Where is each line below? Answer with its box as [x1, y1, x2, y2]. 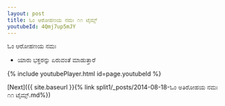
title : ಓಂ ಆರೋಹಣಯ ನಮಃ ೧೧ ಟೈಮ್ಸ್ [7, 17, 98, 24]
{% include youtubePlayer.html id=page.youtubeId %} [7, 70, 162, 78]
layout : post [7, 10, 45, 17]
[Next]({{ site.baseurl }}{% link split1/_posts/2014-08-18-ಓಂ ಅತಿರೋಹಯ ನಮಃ [7, 83, 218, 91]
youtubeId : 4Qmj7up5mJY [7, 23, 76, 30]
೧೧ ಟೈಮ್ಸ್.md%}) [7, 91, 51, 99]
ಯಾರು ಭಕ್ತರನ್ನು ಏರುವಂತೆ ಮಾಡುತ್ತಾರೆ [17, 56, 96, 64]
